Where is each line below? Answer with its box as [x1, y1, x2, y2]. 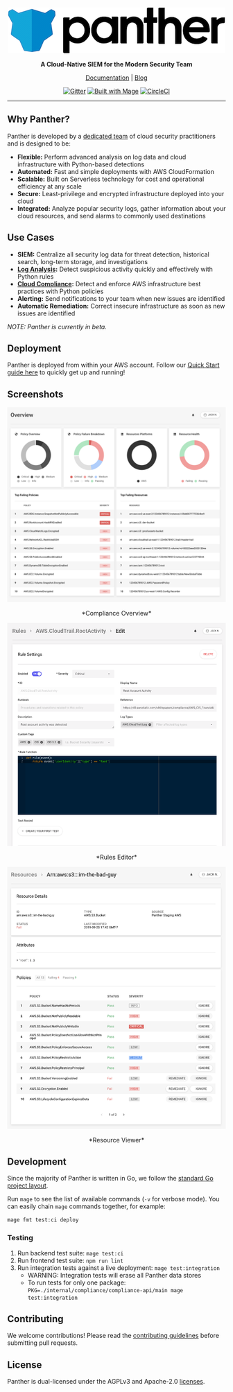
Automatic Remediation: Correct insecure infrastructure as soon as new [17, 302, 225, 310]
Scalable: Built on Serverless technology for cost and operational [17, 175, 205, 183]
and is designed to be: [7, 139, 71, 148]
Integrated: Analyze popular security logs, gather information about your [17, 204, 226, 212]
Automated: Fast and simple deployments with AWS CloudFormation [17, 167, 215, 175]
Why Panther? [7, 114, 71, 125]
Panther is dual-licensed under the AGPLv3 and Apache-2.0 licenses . [7, 1377, 205, 1386]
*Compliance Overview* [81, 609, 152, 618]
